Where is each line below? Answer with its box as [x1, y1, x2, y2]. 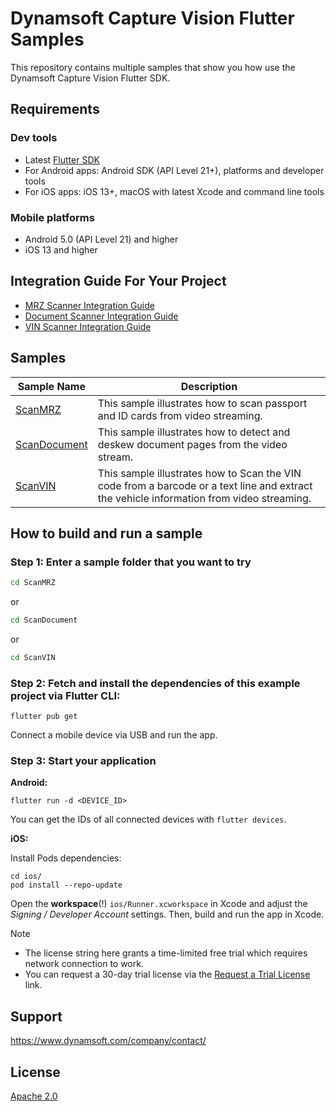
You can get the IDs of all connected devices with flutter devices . [10, 813, 287, 826]
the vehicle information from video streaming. [97, 491, 312, 505]
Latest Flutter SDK [24, 153, 100, 166]
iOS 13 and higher [24, 243, 98, 256]
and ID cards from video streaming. [97, 408, 263, 422]
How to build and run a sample [10, 525, 203, 542]
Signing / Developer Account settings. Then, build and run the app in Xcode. [10, 908, 325, 921]
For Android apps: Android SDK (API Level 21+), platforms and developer [24, 164, 325, 176]
